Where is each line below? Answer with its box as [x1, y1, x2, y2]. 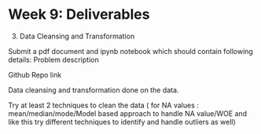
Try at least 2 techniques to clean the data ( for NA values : [8, 100, 199, 110]
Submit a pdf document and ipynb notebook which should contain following [8, 46, 253, 56]
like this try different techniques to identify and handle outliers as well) [8, 117, 236, 126]
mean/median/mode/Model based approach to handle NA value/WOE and [8, 108, 248, 118]
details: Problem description [8, 55, 100, 64]
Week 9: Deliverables [8, 5, 150, 24]
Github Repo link [8, 70, 62, 79]
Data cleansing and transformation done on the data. [8, 85, 179, 95]
